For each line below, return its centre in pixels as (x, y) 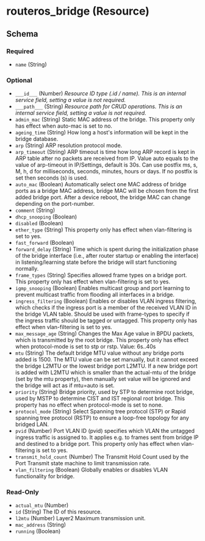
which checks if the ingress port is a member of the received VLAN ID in (106, 308)
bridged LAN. (32, 424)
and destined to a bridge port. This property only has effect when (97, 444)
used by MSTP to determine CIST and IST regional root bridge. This (100, 399)
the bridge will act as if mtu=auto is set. (65, 385)
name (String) (31, 64)
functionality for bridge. (45, 476)
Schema (22, 34)
